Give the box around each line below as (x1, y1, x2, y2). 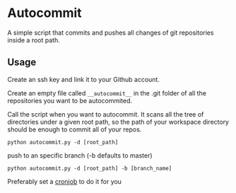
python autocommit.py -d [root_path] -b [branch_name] (7, 165, 172, 172)
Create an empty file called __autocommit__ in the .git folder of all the (7, 88, 207, 97)
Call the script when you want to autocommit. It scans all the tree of (7, 110, 204, 118)
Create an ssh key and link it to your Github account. (7, 75, 160, 83)
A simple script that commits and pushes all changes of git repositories (7, 28, 214, 37)
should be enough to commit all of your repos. (7, 125, 142, 134)
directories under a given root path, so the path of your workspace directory (7, 117, 230, 126)
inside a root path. (7, 35, 60, 44)
